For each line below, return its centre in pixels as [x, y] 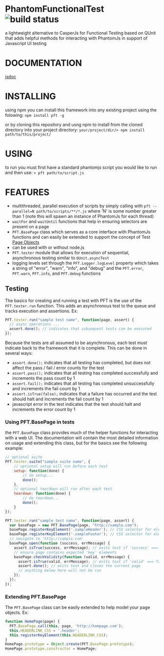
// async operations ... [35, 324]
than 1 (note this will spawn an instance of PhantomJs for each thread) [83, 216]
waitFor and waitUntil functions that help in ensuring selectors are [80, 221]
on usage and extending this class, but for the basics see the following [76, 443]
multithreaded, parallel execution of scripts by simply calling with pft [81, 206]
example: [14, 448]
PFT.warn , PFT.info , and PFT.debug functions [56, 273]
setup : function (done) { [39, 471]
